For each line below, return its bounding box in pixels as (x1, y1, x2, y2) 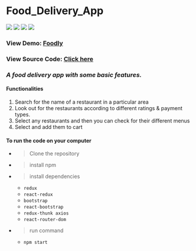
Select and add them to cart (14, 123, 83, 130)
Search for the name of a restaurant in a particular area (14, 98, 149, 105)
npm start (23, 240, 48, 246)
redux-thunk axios (23, 210, 69, 216)
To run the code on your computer (6, 137, 92, 144)
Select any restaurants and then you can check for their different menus (14, 117, 190, 124)
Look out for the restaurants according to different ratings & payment (14, 104, 183, 111)
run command (29, 227, 64, 234)
